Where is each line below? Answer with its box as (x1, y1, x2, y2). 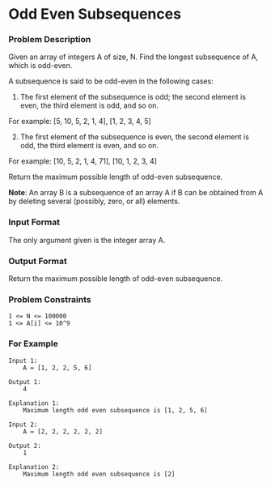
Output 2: (8, 441, 42, 450)
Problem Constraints (8, 294, 91, 305)
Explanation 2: (8, 463, 60, 471)
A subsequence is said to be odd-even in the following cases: (8, 76, 214, 86)
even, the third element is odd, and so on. (19, 100, 159, 110)
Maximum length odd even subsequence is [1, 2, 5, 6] (23, 406, 208, 414)
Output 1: (8, 377, 42, 386)
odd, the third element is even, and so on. (19, 141, 159, 151)
